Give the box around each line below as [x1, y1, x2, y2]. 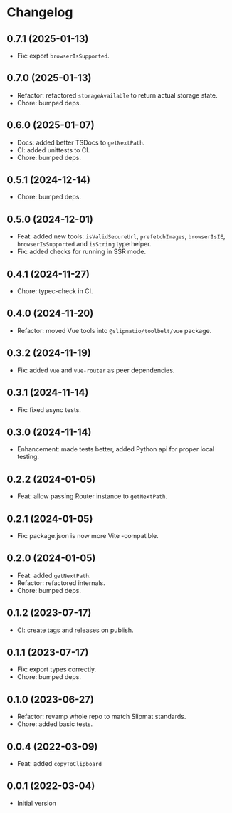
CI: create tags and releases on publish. [16, 626, 134, 634]
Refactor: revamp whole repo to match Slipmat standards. [16, 713, 186, 721]
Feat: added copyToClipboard [16, 760, 102, 767]
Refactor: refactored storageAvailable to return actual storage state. [16, 90, 218, 100]
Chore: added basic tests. [16, 720, 93, 728]
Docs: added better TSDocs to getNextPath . [16, 138, 145, 147]
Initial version [16, 799, 56, 807]
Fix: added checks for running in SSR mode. [16, 247, 147, 256]
